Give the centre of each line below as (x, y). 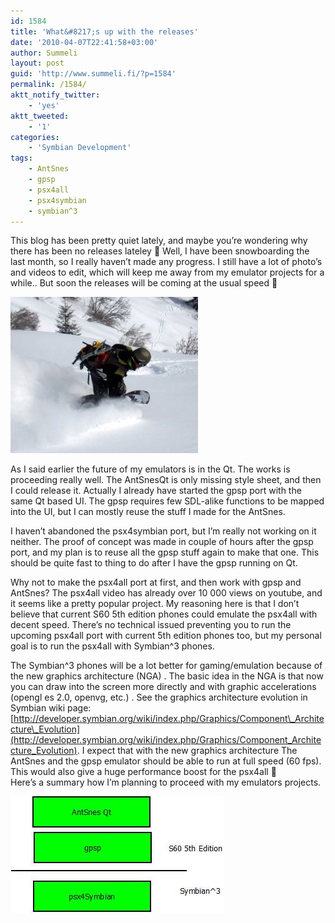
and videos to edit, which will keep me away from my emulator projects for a (167, 272)
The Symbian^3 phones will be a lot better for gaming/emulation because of (166, 666)
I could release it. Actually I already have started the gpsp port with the (156, 491)
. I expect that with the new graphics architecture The (187, 751)
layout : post (37, 63)
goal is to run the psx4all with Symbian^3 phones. (112, 646)
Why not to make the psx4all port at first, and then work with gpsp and (156, 582)
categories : (35, 137)
